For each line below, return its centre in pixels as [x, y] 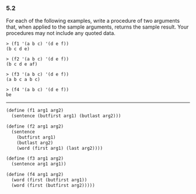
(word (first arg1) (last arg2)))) [60, 148]
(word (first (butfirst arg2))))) [53, 185]
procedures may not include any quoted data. [61, 33]
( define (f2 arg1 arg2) [35, 126]
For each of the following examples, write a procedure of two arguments [93, 21]
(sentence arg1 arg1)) [39, 164]
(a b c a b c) [23, 80]
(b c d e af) [22, 64]
